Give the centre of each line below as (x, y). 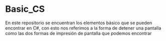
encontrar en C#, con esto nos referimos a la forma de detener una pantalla (83, 28)
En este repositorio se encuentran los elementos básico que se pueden (79, 23)
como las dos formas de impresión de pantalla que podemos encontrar (78, 33)
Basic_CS (25, 9)
